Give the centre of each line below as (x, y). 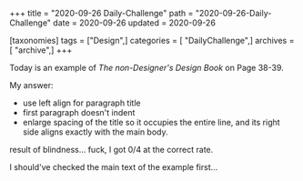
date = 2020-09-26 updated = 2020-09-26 (135, 23)
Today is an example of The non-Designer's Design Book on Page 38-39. (146, 68)
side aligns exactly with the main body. (95, 132)
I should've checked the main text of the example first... (114, 167)
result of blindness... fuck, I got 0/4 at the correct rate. (111, 150)
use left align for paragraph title (81, 103)
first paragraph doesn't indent (79, 112)
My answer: (31, 85)
